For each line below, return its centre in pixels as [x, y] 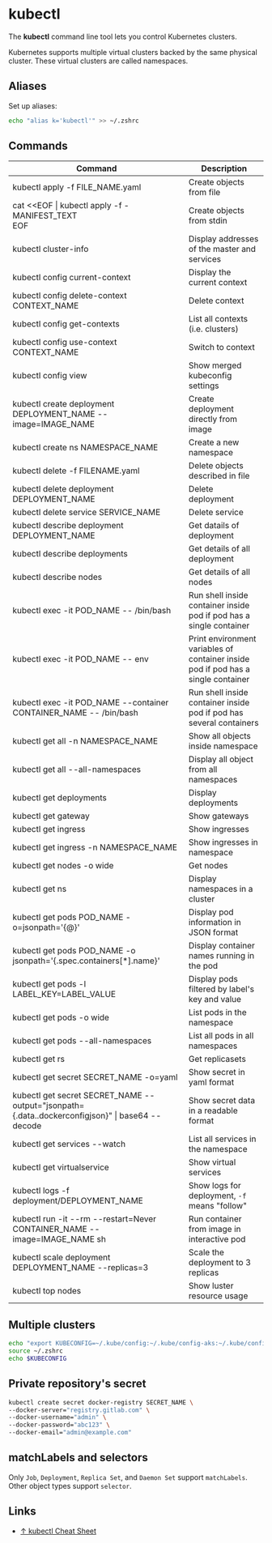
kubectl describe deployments [70, 554]
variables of [211, 649]
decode [27, 1126]
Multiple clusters [52, 1325]
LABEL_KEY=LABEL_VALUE [64, 995]
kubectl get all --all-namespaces [77, 769]
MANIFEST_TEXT [45, 215]
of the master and [223, 249]
